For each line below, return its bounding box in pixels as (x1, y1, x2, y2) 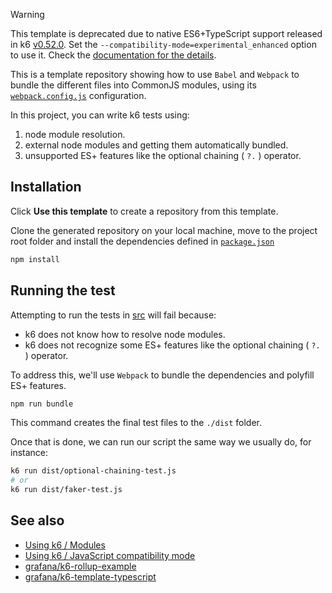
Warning (10, 9, 45, 20)
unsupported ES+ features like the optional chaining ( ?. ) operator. (24, 150, 302, 161)
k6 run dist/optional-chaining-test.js (10, 466, 177, 476)
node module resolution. (24, 129, 126, 140)
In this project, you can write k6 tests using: (10, 109, 190, 121)
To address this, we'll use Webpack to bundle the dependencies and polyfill (10, 369, 315, 381)
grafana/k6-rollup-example (24, 560, 137, 572)
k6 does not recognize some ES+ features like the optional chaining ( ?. (24, 339, 321, 351)
